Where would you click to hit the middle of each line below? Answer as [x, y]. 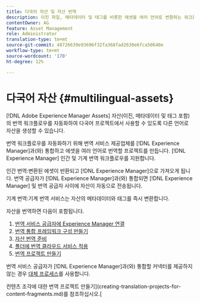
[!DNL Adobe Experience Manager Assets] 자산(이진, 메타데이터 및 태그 [92, 116]
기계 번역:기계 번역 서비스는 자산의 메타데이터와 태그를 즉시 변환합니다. [88, 199]
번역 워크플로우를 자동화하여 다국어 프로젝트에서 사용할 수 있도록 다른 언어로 [101, 123]
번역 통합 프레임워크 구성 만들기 [51, 231]
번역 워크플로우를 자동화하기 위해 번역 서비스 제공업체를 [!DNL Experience [93, 143]
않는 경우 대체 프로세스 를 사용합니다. [48, 274]
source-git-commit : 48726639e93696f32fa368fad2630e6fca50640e [85, 45]
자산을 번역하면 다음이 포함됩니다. [45, 211]
